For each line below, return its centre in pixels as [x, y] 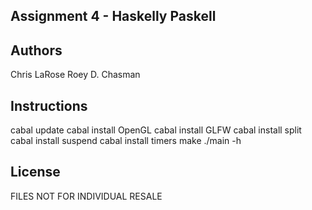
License [35, 172]
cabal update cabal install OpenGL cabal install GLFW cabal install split [156, 130]
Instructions [49, 105]
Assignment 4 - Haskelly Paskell [113, 16]
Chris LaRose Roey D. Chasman [75, 75]
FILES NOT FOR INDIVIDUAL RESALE [86, 196]
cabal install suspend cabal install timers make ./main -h [126, 141]
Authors [36, 50]
